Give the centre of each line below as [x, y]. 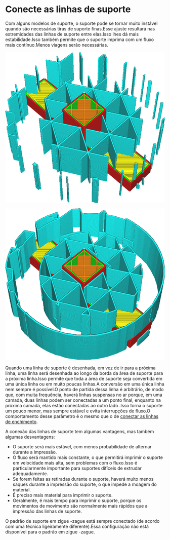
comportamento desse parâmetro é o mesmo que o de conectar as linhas [82, 416]
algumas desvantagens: [30, 437]
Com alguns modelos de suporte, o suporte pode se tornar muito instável [81, 23]
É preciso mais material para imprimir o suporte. [62, 495]
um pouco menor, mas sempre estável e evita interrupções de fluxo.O [78, 411]
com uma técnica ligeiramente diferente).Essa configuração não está [77, 526]
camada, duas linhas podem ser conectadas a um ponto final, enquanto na [83, 400]
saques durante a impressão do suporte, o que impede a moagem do [84, 484]
